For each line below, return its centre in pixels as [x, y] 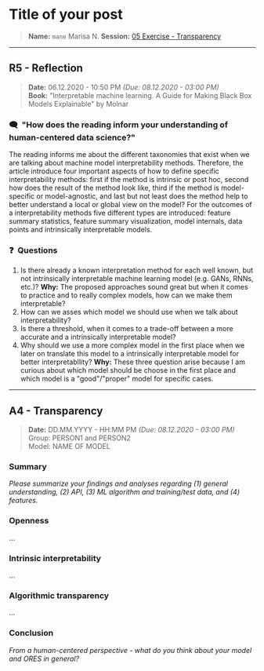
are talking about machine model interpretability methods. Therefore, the [126, 163]
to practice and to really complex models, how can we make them [127, 295]
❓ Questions [33, 250]
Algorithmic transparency [59, 596]
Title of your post [66, 15]
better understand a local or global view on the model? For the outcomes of [131, 205]
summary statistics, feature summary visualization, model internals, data [126, 221]
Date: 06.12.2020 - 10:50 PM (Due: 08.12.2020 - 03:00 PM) [123, 87]
